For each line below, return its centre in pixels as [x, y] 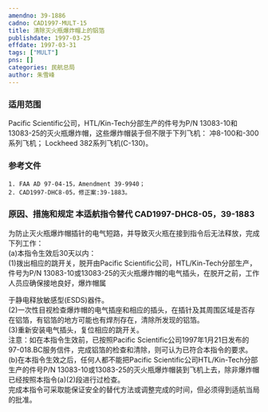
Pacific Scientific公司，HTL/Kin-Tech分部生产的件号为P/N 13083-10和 [123, 123]
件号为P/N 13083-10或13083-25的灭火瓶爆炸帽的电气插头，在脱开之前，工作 [134, 273]
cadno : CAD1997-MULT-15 [48, 23]
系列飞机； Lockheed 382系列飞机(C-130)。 [81, 143]
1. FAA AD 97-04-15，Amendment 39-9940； [77, 184]
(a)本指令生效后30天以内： [52, 253]
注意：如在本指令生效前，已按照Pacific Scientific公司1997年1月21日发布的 [129, 339]
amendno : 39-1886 [37, 16]
